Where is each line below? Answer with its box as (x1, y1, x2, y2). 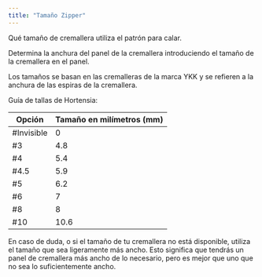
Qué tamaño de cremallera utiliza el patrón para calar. (8, 33, 183, 42)
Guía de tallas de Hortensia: (8, 95, 98, 104)
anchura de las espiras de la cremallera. (8, 80, 138, 89)
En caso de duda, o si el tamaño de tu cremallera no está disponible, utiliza (8, 236, 251, 246)
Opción (15, 114, 44, 125)
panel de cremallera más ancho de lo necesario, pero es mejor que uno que (8, 253, 253, 263)
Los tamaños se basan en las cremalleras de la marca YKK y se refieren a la (8, 71, 254, 81)
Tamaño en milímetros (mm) (54, 114, 164, 125)
